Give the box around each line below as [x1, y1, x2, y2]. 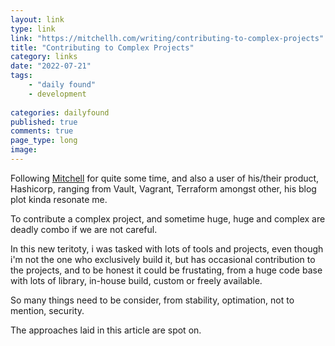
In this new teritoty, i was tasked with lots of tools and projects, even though [10, 242, 324, 255]
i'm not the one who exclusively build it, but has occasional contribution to [10, 253, 316, 265]
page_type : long [10, 136, 78, 146]
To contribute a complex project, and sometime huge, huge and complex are [10, 212, 326, 225]
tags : [10, 71, 33, 81]
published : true [10, 117, 78, 127]
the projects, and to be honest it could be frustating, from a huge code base [10, 264, 323, 276]
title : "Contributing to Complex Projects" [10, 42, 195, 53]
